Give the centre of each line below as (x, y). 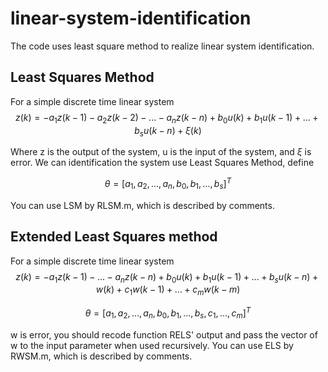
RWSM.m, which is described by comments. (101, 356)
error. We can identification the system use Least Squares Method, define (162, 163)
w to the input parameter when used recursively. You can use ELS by (152, 345)
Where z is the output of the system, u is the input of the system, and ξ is (161, 152)
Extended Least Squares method (114, 237)
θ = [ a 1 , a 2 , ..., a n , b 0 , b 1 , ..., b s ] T (168, 184)
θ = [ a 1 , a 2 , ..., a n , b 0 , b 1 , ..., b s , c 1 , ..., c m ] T (168, 313)
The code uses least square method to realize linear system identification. (162, 46)
